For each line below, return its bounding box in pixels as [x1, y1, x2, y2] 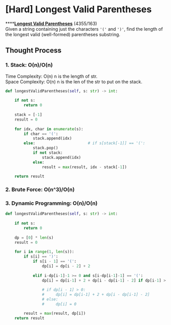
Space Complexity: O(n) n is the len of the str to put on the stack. [5, 78, 142, 85]
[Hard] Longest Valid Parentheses [5, 4, 152, 15]
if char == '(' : [24, 131, 58, 136]
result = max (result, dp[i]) [24, 311, 86, 316]
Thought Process [5, 46, 61, 55]
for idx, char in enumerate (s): [14, 126, 83, 131]
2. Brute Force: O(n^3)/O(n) [5, 186, 75, 193]
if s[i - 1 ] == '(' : [32, 259, 77, 264]
